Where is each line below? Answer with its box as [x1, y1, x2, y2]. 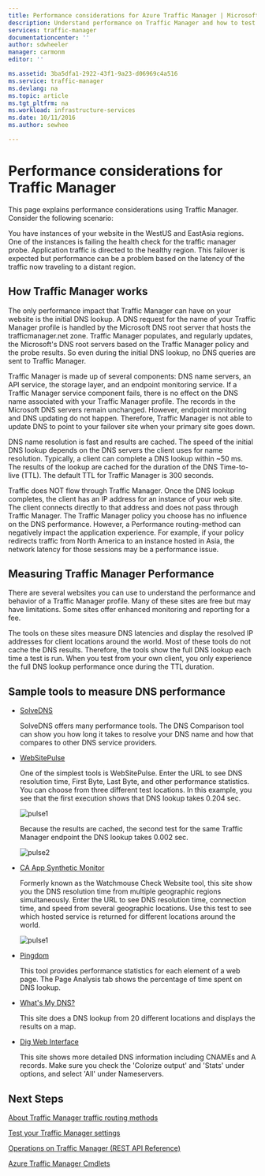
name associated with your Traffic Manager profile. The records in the [8, 396, 236, 406]
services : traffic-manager [8, 26, 97, 34]
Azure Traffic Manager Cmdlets [8, 1159, 110, 1168]
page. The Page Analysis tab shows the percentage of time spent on [19, 975, 243, 984]
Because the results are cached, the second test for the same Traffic [19, 824, 243, 834]
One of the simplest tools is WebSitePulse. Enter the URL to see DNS [19, 768, 243, 778]
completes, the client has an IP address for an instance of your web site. [8, 494, 243, 503]
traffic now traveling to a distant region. [8, 262, 136, 271]
